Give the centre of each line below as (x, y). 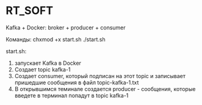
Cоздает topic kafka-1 (42, 69)
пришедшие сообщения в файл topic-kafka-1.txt (77, 82)
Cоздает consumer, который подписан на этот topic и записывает (100, 76)
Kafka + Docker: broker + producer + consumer (66, 27)
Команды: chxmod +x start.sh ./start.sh (56, 39)
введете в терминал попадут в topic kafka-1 (71, 95)
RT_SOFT (29, 11)
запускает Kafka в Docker (48, 63)
